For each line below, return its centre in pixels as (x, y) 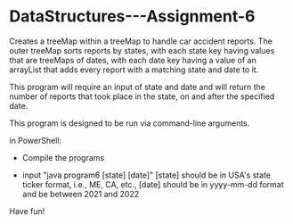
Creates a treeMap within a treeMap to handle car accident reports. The (141, 41)
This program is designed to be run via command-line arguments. (130, 123)
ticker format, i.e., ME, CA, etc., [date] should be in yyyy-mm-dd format (153, 184)
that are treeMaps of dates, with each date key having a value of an (133, 60)
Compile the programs (63, 157)
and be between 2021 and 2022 (81, 194)
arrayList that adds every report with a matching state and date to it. (134, 70)
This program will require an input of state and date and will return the (137, 87)
